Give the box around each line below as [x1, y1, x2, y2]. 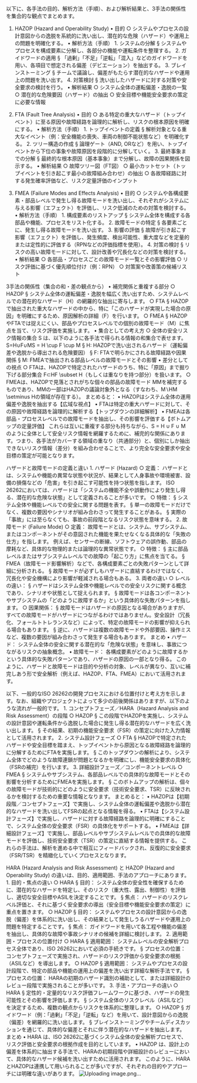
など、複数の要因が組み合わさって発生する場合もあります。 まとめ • [6, 634, 170, 640]
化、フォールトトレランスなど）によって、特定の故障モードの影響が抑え [6, 619, 180, 626]
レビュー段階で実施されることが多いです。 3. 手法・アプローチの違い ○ [6, 982, 179, 989]
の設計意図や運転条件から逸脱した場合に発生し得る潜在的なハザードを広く [6, 720, 186, 726]
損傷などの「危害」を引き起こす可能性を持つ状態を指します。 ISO [16, 479, 175, 486]
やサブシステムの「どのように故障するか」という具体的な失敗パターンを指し [6, 597, 191, 604]
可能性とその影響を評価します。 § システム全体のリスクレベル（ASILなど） [6, 997, 186, 1004]
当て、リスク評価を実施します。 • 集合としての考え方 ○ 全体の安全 [16, 327, 178, 334]
